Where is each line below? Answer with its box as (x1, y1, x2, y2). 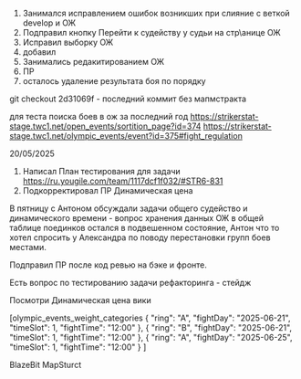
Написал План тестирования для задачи (22, 166, 181, 176)
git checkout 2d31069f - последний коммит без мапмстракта (9, 93, 247, 104)
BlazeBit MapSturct (9, 360, 82, 370)
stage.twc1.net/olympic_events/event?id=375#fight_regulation (9, 131, 244, 141)
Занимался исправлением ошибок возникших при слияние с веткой (22, 8, 290, 18)
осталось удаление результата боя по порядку (22, 76, 207, 86)
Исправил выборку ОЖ (22, 37, 114, 47)
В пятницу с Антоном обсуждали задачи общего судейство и (9, 203, 248, 214)
